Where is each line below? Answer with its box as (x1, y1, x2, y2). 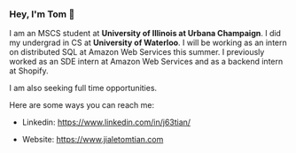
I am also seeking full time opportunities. (9, 83, 158, 94)
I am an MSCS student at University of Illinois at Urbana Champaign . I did (9, 28, 282, 39)
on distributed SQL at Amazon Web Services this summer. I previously (9, 47, 265, 57)
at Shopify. (9, 65, 49, 76)
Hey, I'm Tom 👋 (9, 8, 75, 20)
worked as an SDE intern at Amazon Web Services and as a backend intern (9, 57, 284, 67)
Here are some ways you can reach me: (9, 100, 155, 111)
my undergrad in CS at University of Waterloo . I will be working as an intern (9, 37, 287, 48)
